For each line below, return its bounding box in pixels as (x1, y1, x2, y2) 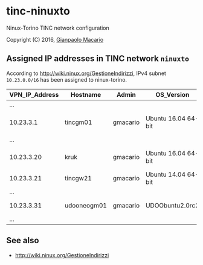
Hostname (70, 90, 101, 99)
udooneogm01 (64, 201, 108, 209)
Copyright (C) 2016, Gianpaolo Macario (6, 36, 104, 43)
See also (6, 235, 39, 246)
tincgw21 (64, 174, 92, 182)
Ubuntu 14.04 (145, 170, 186, 178)
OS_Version (155, 90, 190, 99)
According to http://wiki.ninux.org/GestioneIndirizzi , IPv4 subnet (6, 70, 166, 77)
